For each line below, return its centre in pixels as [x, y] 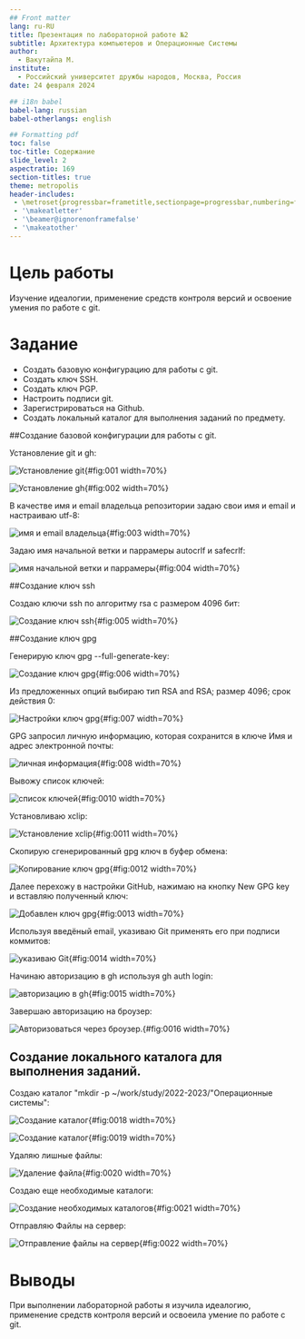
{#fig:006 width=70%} [137, 674]
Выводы [42, 1280]
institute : [30, 69]
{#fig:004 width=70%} [198, 567]
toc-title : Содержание [52, 152]
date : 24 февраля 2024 [52, 85]
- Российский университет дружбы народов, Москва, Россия [130, 77]
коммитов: [30, 940]
